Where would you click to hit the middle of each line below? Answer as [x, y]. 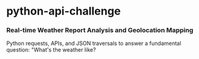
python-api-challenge [64, 11]
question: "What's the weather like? [51, 50]
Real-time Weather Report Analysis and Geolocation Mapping [100, 30]
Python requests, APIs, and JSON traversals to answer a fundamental [94, 43]
